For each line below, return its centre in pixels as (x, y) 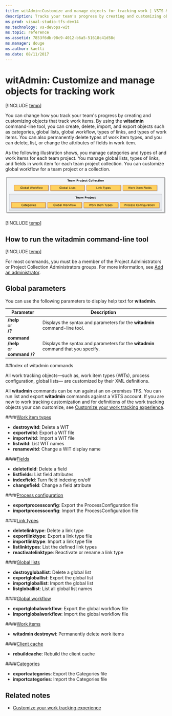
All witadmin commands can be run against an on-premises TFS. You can (83, 391)
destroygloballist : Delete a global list (52, 572)
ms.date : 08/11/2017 (27, 54)
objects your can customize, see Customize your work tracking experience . (85, 407)
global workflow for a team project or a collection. (58, 169)
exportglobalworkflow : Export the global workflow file (70, 609)
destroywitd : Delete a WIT (41, 427)
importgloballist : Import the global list (53, 583)
